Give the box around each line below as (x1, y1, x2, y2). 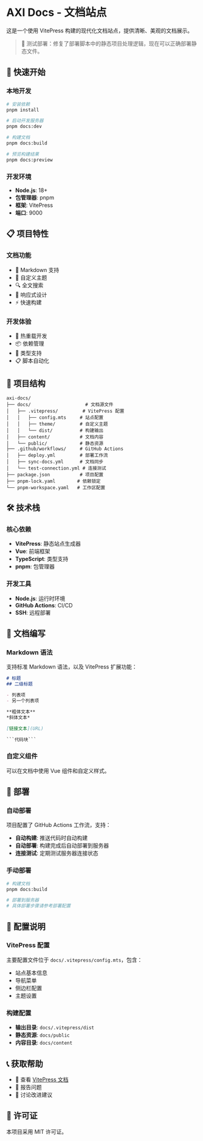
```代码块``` (6, 736, 36, 743)
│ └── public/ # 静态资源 (6, 440, 104, 446)
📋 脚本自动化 (15, 357, 50, 364)
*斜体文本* (6, 714, 30, 720)
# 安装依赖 (6, 101, 30, 107)
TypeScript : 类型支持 (15, 556, 69, 563)
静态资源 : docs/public (15, 1031, 70, 1039)
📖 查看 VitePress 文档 (15, 1076, 69, 1083)
